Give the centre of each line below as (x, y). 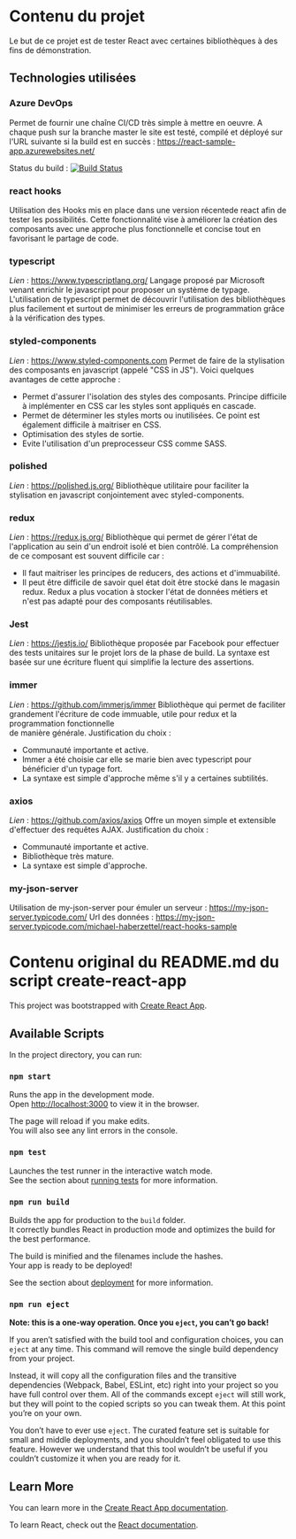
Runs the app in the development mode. (82, 1095)
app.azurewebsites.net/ (52, 150)
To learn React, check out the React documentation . (104, 1525)
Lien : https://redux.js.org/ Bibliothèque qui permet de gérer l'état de (133, 537)
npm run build (39, 1202)
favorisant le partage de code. (64, 238)
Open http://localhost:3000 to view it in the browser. (104, 1104)
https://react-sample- (197, 141)
